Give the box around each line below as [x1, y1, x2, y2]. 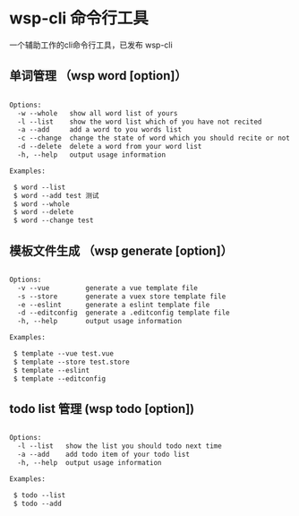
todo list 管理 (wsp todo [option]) [9, 400, 195, 417]
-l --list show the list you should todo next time [17, 442, 222, 451]
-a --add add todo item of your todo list [17, 450, 191, 460]
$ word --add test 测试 [13, 191, 99, 200]
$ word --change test [13, 216, 94, 225]
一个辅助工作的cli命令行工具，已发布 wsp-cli [9, 39, 173, 50]
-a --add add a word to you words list [17, 125, 182, 134]
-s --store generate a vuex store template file [17, 292, 226, 301]
